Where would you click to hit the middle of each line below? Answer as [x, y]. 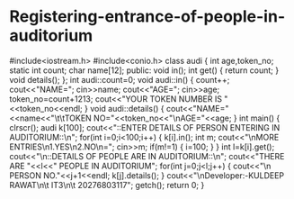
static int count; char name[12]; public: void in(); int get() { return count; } [144, 70]
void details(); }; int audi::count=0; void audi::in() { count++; [120, 79]
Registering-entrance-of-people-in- [147, 17]
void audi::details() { [127, 108]
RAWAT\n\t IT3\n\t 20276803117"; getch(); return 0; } [107, 185]
